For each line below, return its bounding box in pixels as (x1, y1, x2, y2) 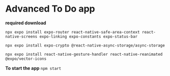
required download (5, 20, 47, 26)
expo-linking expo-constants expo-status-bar (39, 34, 138, 39)
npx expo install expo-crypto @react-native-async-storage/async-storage (5, 43, 165, 48)
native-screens (5, 34, 38, 39)
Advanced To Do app (5, 3, 95, 15)
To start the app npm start (5, 65, 62, 71)
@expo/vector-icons (5, 56, 47, 61)
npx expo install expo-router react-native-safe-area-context (5, 29, 140, 34)
